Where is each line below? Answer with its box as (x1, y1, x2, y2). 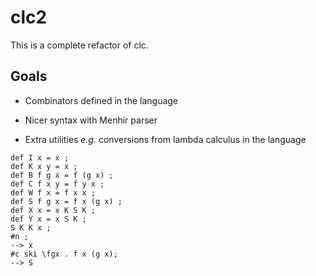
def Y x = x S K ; (10, 214, 87, 224)
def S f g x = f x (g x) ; (10, 196, 123, 206)
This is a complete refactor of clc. (10, 39, 149, 51)
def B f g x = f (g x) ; (10, 170, 114, 180)
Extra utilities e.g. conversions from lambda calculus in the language (24, 133, 307, 145)
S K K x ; (10, 222, 52, 233)
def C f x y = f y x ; (10, 179, 105, 189)
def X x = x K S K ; (10, 205, 97, 215)
